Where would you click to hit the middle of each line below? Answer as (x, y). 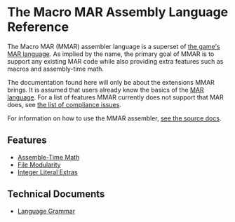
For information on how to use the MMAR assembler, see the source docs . (114, 118)
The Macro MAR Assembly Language (118, 12)
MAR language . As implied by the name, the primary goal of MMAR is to (111, 54)
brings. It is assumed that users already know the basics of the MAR (106, 90)
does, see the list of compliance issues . (64, 104)
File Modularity (39, 165)
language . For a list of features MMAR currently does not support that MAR (115, 97)
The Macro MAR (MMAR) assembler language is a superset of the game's (114, 46)
